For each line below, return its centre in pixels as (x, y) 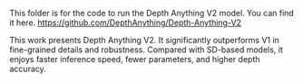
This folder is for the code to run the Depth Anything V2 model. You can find (152, 13)
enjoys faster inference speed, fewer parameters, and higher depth (135, 59)
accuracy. (28, 69)
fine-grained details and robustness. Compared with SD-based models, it (147, 50)
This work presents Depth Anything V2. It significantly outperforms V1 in (144, 40)
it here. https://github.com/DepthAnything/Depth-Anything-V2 (126, 23)
